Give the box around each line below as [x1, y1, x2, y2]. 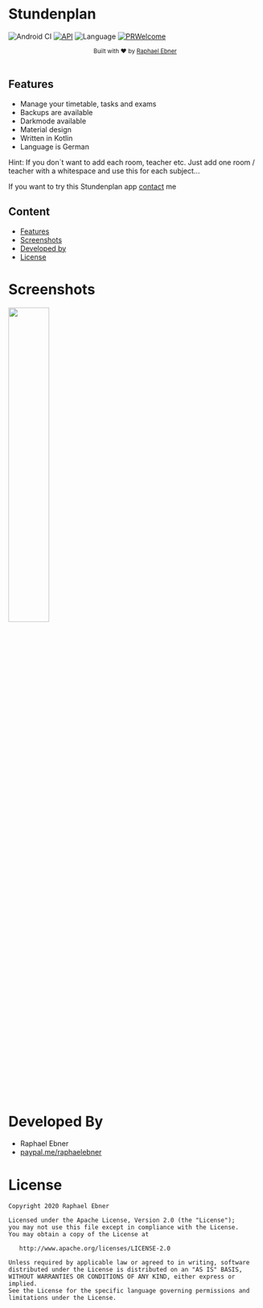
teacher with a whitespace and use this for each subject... [8, 166, 200, 176]
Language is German [19, 142, 90, 152]
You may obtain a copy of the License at [8, 1231, 150, 1239]
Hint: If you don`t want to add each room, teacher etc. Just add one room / [8, 157, 256, 167]
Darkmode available [19, 116, 87, 126]
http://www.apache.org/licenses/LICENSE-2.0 [18, 1244, 171, 1253]
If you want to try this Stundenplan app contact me [8, 181, 177, 191]
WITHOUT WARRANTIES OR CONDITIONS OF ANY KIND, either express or [8, 1273, 236, 1281]
